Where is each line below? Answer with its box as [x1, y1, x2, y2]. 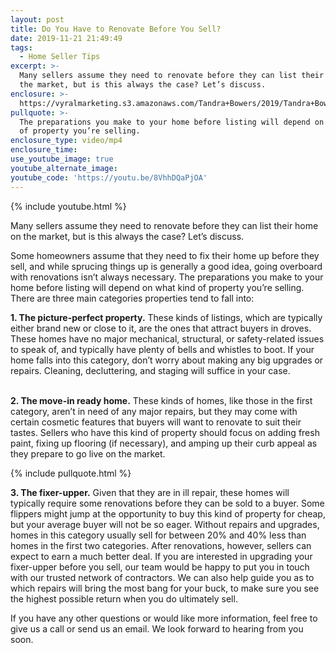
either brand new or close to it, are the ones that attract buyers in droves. [10, 322, 312, 334]
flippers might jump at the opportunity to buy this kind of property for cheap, [10, 507, 326, 520]
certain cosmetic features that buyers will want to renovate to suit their [10, 416, 302, 428]
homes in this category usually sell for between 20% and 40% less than [10, 529, 307, 541]
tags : [10, 42, 33, 53]
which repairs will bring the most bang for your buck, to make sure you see [10, 582, 320, 594]
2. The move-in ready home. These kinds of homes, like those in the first [10, 394, 313, 406]
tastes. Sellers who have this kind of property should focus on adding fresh [10, 426, 320, 438]
